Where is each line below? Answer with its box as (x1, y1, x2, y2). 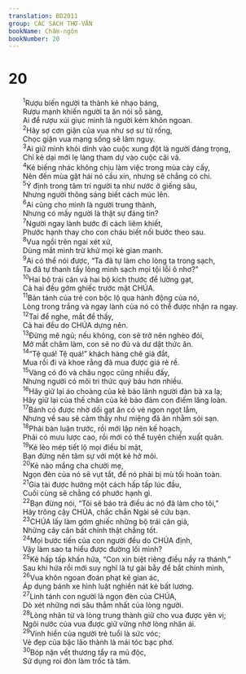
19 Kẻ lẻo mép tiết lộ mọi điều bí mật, (23, 441, 143, 452)
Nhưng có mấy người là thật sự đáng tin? (23, 208, 159, 218)
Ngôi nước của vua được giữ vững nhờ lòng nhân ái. (23, 619, 196, 628)
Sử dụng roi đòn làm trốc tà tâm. (23, 656, 131, 666)
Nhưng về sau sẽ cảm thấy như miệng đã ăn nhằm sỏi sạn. (23, 414, 219, 423)
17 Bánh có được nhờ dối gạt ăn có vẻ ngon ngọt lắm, (23, 404, 198, 415)
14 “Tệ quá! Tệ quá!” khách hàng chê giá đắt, (23, 348, 170, 359)
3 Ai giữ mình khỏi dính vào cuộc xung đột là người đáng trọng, (23, 142, 231, 154)
